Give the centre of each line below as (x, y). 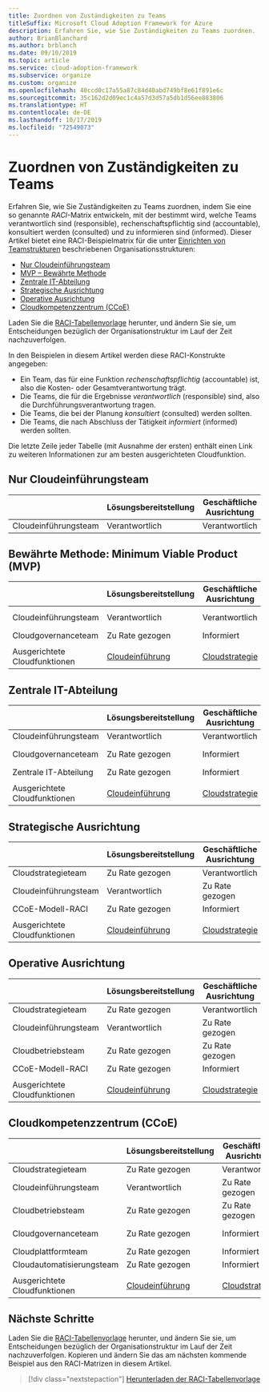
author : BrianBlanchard (48, 38)
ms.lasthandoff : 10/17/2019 (55, 120)
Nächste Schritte (51, 1319)
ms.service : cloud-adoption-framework (73, 68)
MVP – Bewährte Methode (63, 272)
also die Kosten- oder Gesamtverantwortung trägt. (103, 387)
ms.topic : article (39, 61)
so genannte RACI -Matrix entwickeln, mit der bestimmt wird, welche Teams (132, 215)
